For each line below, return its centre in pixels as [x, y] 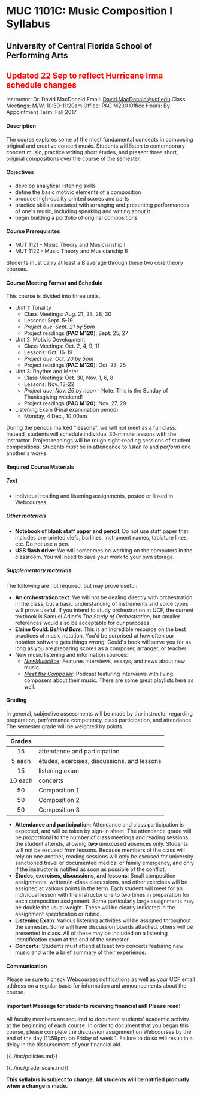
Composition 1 [59, 790]
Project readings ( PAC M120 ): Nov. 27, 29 [75, 403]
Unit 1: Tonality [33, 308]
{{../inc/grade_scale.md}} [37, 1068]
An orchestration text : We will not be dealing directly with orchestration [104, 597]
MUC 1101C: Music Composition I [90, 11]
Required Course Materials [40, 467]
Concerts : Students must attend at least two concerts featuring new [99, 946]
